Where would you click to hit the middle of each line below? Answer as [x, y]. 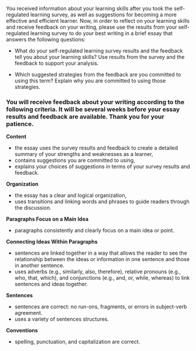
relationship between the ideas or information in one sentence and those [102, 259]
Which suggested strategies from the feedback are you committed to [98, 74]
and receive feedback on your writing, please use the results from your [92, 27]
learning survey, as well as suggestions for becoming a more [104, 15]
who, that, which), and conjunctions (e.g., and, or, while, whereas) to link [102, 278]
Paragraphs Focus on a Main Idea [47, 219]
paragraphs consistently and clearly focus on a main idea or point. [94, 231]
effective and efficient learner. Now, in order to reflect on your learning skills [98, 21]
